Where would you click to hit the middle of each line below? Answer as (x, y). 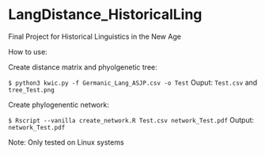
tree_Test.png (32, 90)
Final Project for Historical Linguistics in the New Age (95, 36)
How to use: (28, 51)
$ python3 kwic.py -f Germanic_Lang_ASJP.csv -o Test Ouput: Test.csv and (133, 82)
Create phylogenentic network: (59, 104)
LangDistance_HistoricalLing (105, 15)
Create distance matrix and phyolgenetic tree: (83, 67)
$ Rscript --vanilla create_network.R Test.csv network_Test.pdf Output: (131, 119)
